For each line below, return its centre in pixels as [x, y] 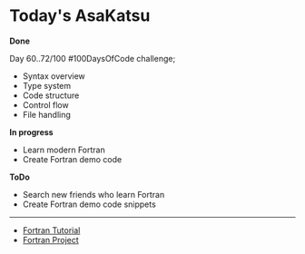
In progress [31, 132]
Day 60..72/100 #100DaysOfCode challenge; [93, 58]
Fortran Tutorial [51, 230]
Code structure [51, 95]
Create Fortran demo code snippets [89, 204]
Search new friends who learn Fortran [93, 194]
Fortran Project [50, 239]
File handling [46, 114]
